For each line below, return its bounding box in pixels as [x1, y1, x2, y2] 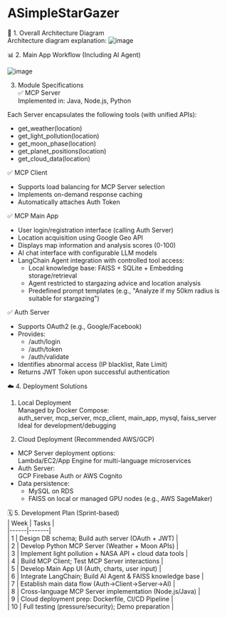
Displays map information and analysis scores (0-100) [17, 240, 176, 249]
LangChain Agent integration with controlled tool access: [17, 255, 185, 265]
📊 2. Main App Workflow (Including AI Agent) [7, 50, 141, 59]
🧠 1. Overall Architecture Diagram [7, 29, 105, 37]
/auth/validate [28, 352, 70, 361]
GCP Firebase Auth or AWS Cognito [17, 471, 122, 480]
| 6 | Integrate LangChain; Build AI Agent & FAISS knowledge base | [7, 572, 204, 580]
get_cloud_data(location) [17, 154, 91, 163]
